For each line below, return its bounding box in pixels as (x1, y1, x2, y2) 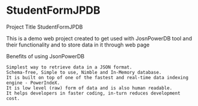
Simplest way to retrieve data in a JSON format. (6, 64, 133, 70)
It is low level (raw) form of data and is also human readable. (6, 85, 172, 91)
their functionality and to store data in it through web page (6, 41, 150, 48)
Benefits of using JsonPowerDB (6, 52, 85, 60)
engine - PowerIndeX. (6, 80, 60, 86)
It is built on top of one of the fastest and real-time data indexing (6, 74, 188, 80)
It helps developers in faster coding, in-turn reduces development (6, 90, 181, 96)
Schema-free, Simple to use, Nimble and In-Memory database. (6, 69, 162, 75)
